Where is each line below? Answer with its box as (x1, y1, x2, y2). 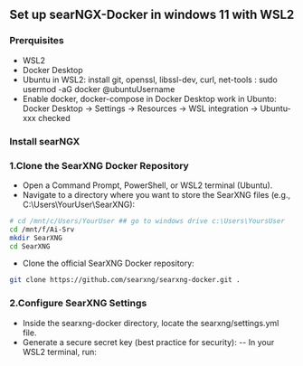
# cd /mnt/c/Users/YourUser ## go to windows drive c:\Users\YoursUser (9, 216, 285, 225)
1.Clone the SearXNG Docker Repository (9, 159, 190, 172)
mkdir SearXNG (9, 233, 63, 242)
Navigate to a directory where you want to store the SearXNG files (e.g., (22, 189, 291, 200)
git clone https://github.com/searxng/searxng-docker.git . (9, 276, 241, 285)
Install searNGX (9, 135, 80, 147)
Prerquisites (9, 34, 65, 47)
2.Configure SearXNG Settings (9, 297, 147, 310)
